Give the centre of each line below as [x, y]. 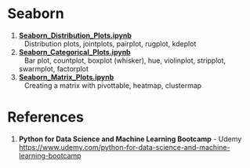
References [45, 117]
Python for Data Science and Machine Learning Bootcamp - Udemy [130, 139]
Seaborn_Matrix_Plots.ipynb [66, 77]
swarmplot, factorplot [54, 68]
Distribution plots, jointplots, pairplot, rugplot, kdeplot [110, 43]
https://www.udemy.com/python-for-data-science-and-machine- [124, 147]
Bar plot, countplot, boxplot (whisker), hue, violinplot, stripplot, [125, 60]
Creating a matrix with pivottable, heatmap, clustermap [113, 85]
